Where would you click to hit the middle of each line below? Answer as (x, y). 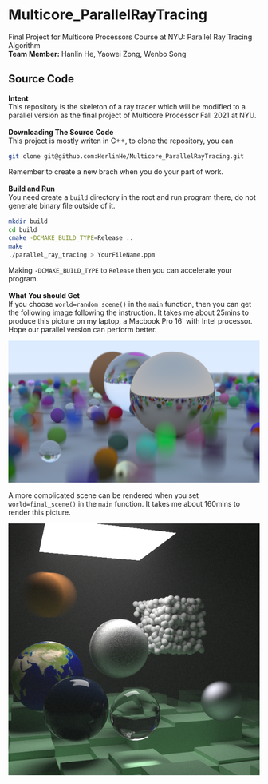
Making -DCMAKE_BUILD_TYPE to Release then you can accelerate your (120, 270)
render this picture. (40, 512)
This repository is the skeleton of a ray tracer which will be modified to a (127, 106)
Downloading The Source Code (61, 132)
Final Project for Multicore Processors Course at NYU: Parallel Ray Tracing (130, 37)
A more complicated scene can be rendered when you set (104, 495)
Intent (18, 98)
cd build (23, 229)
